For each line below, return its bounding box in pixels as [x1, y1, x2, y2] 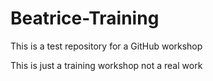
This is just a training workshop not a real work [10, 59, 203, 71]
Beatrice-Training [10, 7, 160, 30]
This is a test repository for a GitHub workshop [10, 40, 203, 52]
